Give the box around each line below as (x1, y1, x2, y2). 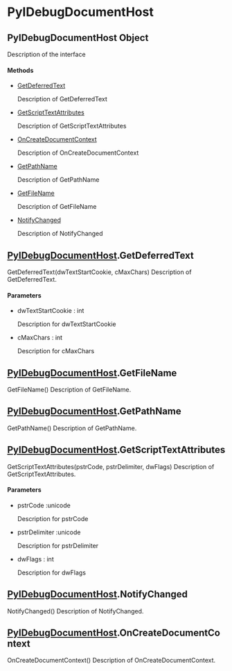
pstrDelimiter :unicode (17, 528, 81, 536)
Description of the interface (7, 50, 86, 58)
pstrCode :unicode (17, 501, 71, 509)
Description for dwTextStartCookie (17, 320, 116, 328)
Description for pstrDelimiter (17, 541, 99, 550)
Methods (7, 66, 34, 74)
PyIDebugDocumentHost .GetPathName (7, 405, 181, 417)
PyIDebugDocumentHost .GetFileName (7, 367, 177, 379)
